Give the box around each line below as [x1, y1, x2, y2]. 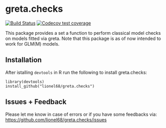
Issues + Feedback [5, 98, 67, 106]
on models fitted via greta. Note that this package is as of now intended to [5, 35, 161, 41]
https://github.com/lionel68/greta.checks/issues [5, 116, 107, 123]
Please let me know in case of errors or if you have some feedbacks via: [5, 111, 157, 117]
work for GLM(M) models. [5, 40, 60, 47]
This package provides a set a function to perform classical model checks [5, 30, 161, 36]
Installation [5, 56, 42, 65]
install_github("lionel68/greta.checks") [5, 83, 95, 89]
